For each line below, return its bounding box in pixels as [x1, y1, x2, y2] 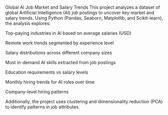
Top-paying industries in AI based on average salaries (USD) [5, 30, 132, 36]
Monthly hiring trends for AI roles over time [5, 79, 95, 85]
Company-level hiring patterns [5, 89, 69, 95]
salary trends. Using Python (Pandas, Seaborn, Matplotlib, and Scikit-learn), [5, 15, 163, 21]
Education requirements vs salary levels [5, 69, 89, 75]
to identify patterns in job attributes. [5, 104, 80, 110]
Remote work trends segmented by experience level [5, 40, 114, 46]
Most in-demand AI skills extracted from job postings [5, 60, 116, 65]
